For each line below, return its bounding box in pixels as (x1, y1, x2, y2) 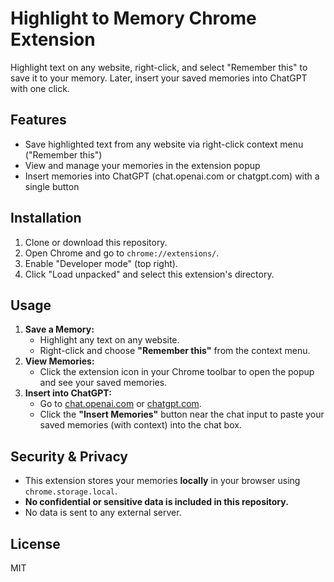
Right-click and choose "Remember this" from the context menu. (39, 345, 311, 357)
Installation (10, 210, 82, 227)
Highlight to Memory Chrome (10, 7, 257, 30)
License (10, 535, 61, 552)
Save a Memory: (24, 323, 95, 336)
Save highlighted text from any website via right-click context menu (24, 138, 304, 150)
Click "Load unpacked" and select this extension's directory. (24, 268, 275, 280)
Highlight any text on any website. (39, 334, 180, 346)
